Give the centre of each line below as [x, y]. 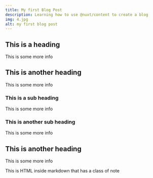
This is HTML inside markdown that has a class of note [63, 171]
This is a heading [33, 44]
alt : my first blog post [31, 24]
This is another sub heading [40, 122]
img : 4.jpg [17, 19]
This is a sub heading [32, 98]
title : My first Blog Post [34, 10]
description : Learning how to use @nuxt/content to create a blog [77, 15]
